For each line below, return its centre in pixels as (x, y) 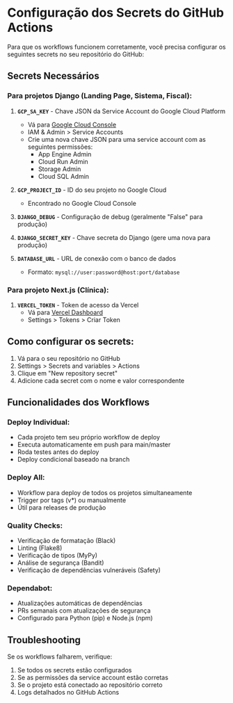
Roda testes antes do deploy (58, 452)
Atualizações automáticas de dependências (80, 604)
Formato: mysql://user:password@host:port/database (104, 272)
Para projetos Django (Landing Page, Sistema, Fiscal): (100, 96)
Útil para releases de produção (62, 507)
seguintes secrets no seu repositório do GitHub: (76, 54)
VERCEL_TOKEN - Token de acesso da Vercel (78, 305)
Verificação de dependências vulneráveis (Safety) (89, 570)
